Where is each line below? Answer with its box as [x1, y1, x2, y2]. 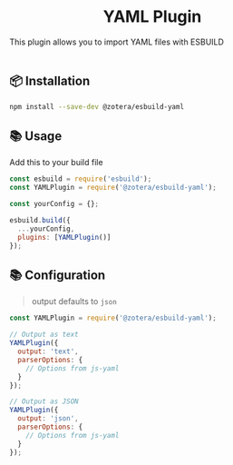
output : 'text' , [17, 347, 79, 356]
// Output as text [9, 330, 79, 340]
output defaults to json [31, 296, 118, 307]
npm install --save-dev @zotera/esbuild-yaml [9, 102, 184, 111]
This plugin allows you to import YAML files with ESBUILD [9, 36, 225, 47]
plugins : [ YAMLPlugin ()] [17, 232, 112, 242]
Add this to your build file [9, 157, 103, 168]
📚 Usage [9, 129, 63, 144]
